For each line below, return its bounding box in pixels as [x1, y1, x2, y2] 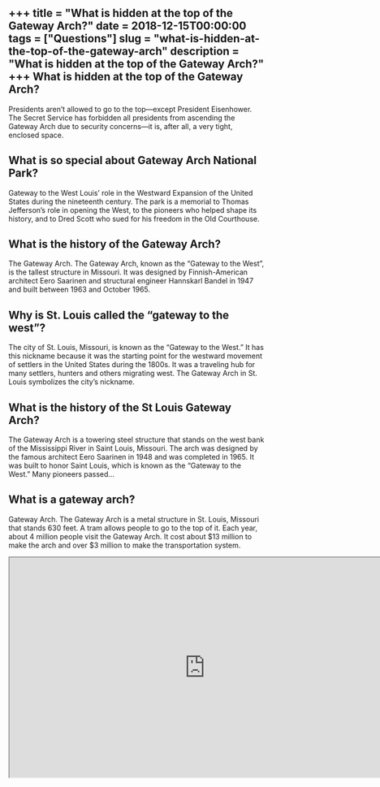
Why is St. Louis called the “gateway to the [8, 308, 230, 322]
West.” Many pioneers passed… [8, 469, 115, 479]
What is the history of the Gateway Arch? [8, 237, 222, 251]
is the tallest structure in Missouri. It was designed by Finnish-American [8, 267, 248, 277]
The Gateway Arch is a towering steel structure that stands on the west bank [8, 435, 265, 445]
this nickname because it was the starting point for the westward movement [8, 351, 262, 361]
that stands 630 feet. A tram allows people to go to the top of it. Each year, [8, 523, 258, 533]
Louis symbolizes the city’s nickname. [8, 377, 136, 387]
